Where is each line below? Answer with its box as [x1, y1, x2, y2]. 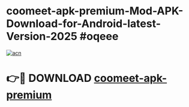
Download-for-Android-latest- [6, 17, 161, 30]
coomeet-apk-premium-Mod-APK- [6, 4, 184, 18]
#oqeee [79, 30, 119, 43]
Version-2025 [6, 30, 78, 43]
